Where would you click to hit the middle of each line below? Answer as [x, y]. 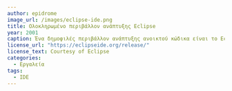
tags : [15, 70]
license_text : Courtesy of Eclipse [58, 52]
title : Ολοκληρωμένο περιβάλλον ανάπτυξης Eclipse [81, 26]
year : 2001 [23, 32]
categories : [24, 58]
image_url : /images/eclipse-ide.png [60, 20]
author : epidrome [32, 13]
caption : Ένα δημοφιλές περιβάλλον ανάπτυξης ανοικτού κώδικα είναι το [112, 39]
